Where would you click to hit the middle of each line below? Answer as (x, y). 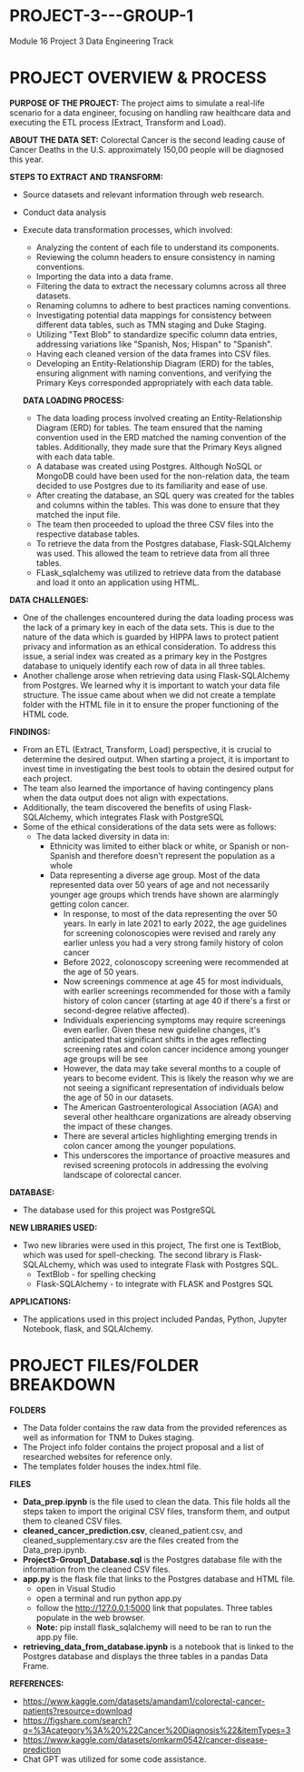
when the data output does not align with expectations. (125, 798)
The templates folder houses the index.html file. (112, 1466)
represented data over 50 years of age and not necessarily (159, 884)
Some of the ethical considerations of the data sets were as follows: (149, 826)
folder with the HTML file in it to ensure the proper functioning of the (151, 704)
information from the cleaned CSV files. (96, 1569)
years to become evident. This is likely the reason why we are (178, 1078)
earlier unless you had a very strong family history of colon (173, 942)
